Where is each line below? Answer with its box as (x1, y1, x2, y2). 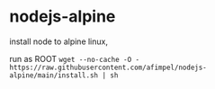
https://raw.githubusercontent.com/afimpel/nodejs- (9, 63, 207, 72)
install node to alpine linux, (9, 36, 108, 47)
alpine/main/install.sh (9, 70, 99, 80)
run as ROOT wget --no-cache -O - (9, 53, 140, 64)
